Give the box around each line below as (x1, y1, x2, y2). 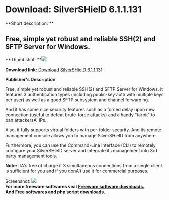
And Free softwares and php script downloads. (5, 189, 106, 195)
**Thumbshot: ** (5, 56, 42, 62)
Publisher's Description (5, 76, 56, 82)
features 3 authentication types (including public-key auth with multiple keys (5, 91, 164, 97)
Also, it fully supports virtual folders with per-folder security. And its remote (5, 127, 162, 133)
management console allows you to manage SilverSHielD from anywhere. (5, 132, 157, 138)
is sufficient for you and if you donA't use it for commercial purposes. (5, 168, 149, 174)
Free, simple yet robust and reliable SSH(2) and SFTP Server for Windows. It (5, 86, 163, 92)
